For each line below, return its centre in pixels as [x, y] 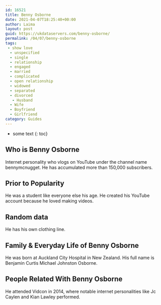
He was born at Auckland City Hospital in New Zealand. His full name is [80, 258]
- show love [20, 48]
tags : [11, 43]
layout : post [19, 29]
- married [20, 72]
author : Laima [20, 24]
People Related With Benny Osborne [64, 279]
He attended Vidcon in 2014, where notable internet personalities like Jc [80, 291]
